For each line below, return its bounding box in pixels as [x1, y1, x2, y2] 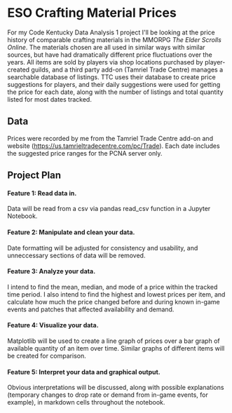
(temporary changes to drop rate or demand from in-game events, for [7, 391, 208, 399]
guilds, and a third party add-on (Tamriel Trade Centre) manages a [31, 65, 223, 74]
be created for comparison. [7, 351, 86, 360]
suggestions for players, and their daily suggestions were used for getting [7, 80, 221, 88]
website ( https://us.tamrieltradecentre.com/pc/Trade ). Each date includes [7, 142, 220, 150]
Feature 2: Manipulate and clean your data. [7, 228, 135, 236]
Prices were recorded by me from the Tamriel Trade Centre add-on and [7, 134, 214, 142]
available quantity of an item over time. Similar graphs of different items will [7, 344, 225, 352]
